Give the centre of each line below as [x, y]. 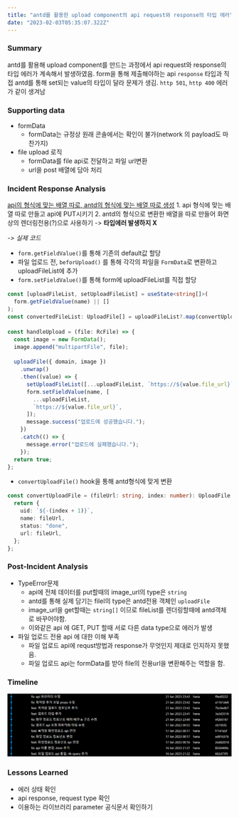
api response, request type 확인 [64, 798]
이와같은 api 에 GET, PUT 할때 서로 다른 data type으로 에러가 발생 [120, 627]
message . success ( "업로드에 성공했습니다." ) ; [86, 422]
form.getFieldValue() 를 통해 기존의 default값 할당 [89, 253]
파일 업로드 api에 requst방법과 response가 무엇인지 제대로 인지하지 [122, 645]
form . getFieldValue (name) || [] [62, 302]
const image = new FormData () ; [60, 339]
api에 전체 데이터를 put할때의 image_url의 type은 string [107, 592]
